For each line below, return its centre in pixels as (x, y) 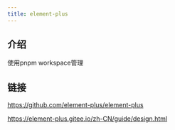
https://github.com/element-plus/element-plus (75, 105)
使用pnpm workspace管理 (46, 63)
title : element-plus (38, 14)
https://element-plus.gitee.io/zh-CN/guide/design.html (87, 119)
